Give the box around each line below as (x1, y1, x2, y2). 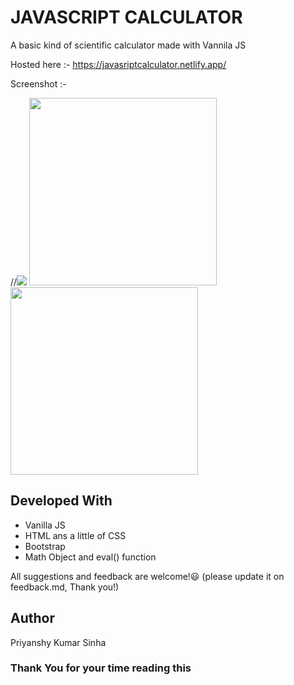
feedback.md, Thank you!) (10, 581, 120, 593)
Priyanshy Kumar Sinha (10, 636, 107, 648)
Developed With (10, 492, 113, 510)
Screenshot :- (10, 77, 67, 90)
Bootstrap (24, 540, 66, 552)
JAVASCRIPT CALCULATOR (10, 6, 243, 29)
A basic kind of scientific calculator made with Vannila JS (10, 39, 247, 51)
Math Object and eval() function (24, 551, 157, 563)
